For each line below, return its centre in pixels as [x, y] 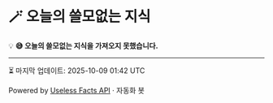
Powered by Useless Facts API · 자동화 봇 [76, 90]
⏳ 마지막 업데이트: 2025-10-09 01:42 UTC [77, 71]
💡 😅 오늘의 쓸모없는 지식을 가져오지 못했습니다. [83, 45]
